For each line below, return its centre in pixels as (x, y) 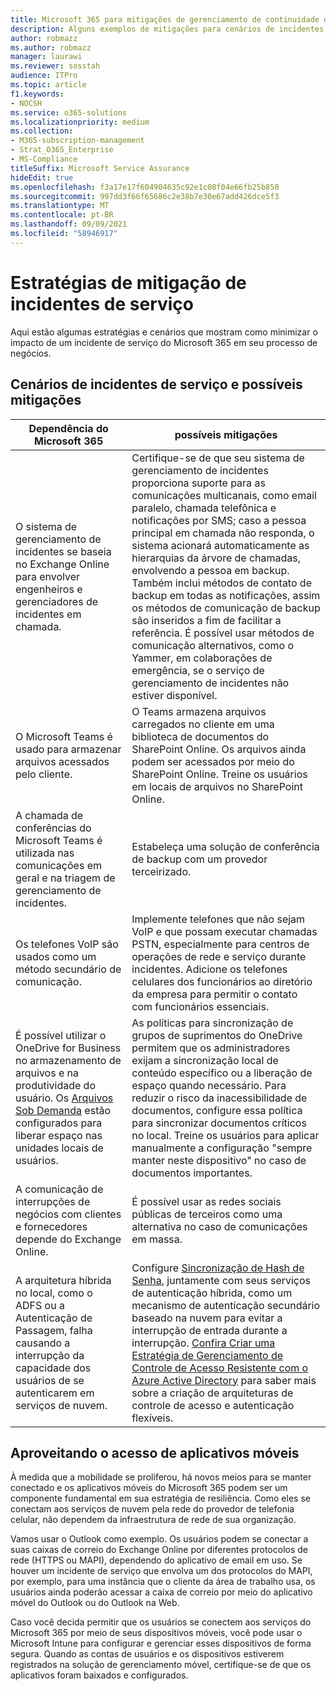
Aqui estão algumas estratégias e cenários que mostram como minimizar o (164, 332)
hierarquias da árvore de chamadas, (216, 558)
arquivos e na (47, 1073)
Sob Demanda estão (63, 1110)
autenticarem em (55, 1393)
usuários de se (50, 1380)
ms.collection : (42, 131)
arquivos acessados (62, 761)
